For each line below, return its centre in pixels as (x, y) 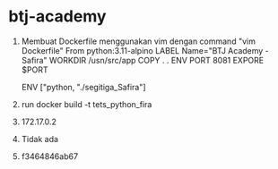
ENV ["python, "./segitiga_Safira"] (83, 87)
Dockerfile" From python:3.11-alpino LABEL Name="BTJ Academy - (145, 50)
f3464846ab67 (49, 156)
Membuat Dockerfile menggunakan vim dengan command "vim (139, 41)
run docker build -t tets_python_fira (87, 104)
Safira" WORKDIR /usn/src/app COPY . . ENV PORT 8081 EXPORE (143, 60)
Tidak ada (40, 139)
